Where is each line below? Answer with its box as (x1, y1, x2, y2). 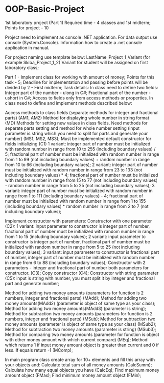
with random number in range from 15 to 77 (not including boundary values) (5, 177, 158, 183)
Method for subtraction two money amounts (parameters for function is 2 (5, 311, 153, 316)
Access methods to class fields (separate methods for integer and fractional (5, 109, 159, 116)
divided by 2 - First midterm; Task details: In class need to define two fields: (5, 84, 158, 90)
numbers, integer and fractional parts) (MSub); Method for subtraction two (5, 316, 156, 322)
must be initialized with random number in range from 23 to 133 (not (5, 167, 142, 172)
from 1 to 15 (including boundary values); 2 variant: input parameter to (5, 234, 146, 239)
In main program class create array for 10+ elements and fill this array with (5, 357, 155, 362)
